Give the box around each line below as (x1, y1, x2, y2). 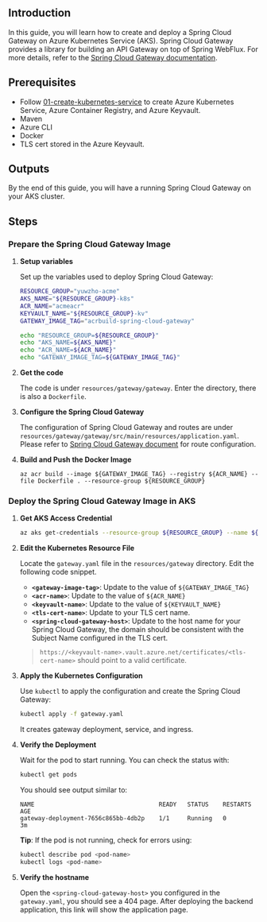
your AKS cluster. (8, 192, 65, 201)
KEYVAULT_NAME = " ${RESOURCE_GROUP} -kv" (19, 309, 149, 317)
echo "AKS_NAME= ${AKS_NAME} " (19, 339, 117, 347)
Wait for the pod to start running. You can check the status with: (19, 755, 230, 765)
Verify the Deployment (19, 740, 97, 750)
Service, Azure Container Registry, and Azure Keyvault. (19, 105, 201, 114)
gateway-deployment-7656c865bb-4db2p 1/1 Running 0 (19, 814, 227, 822)
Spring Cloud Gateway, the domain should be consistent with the (31, 625, 244, 634)
